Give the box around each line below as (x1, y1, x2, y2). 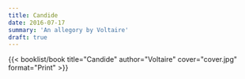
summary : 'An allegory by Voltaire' (8, 26, 129, 34)
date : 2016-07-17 (8, 19, 66, 27)
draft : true (8, 33, 47, 41)
